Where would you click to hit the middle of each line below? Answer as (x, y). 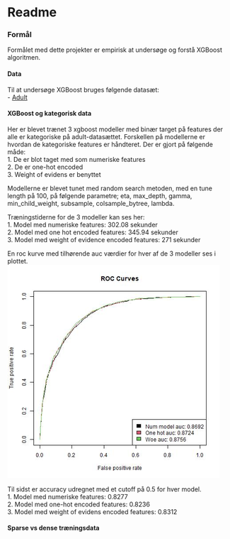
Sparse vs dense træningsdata (53, 528)
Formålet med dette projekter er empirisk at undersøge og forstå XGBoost (115, 50)
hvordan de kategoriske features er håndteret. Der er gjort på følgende (110, 144)
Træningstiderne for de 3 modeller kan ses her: (76, 217)
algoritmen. (24, 58)
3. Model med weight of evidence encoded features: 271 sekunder (104, 239)
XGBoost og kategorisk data (50, 114)
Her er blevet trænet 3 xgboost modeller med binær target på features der (115, 129)
